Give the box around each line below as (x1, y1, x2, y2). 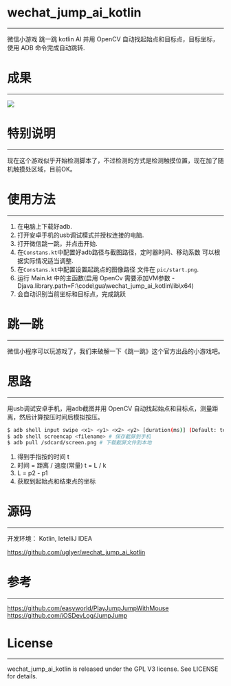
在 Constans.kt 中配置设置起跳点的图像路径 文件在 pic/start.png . (16, 265, 199, 273)
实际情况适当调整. (23, 256, 74, 264)
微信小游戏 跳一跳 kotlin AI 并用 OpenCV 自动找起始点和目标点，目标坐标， (7, 34, 219, 43)
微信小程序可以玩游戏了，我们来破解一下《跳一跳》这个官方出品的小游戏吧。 (7, 346, 224, 355)
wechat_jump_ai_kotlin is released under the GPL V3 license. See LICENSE (7, 665, 219, 673)
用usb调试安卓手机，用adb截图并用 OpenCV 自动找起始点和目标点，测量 (7, 404, 212, 413)
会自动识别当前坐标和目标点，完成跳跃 (16, 289, 126, 298)
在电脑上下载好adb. (16, 222, 72, 230)
